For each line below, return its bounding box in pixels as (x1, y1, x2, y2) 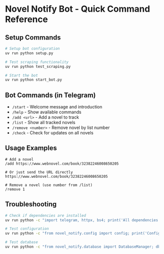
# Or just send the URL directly (5, 169, 73, 174)
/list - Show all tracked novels (12, 120, 76, 126)
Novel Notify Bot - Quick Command (5, 3, 150, 15)
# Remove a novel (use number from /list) (5, 182, 93, 188)
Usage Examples (5, 144, 57, 152)
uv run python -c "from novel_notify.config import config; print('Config (5, 231, 161, 236)
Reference (5, 14, 48, 25)
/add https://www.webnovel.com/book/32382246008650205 (5, 161, 119, 166)
